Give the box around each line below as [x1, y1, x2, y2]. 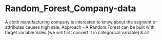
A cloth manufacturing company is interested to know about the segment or [5, 19, 157, 25]
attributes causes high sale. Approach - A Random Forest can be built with [5, 24, 155, 30]
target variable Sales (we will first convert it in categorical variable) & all [5, 29, 149, 35]
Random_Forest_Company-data [5, 3, 136, 14]
